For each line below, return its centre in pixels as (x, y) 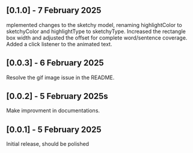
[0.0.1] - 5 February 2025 (54, 129)
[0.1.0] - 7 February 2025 (54, 10)
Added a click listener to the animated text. (59, 44)
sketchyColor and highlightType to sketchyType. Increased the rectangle (96, 31)
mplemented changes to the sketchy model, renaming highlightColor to (94, 25)
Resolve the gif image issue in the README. (60, 77)
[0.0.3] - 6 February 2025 (55, 63)
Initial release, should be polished (47, 144)
